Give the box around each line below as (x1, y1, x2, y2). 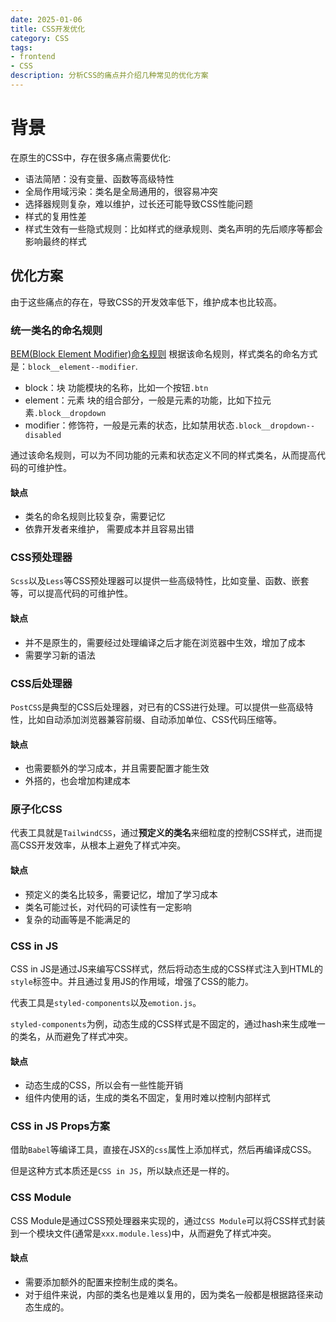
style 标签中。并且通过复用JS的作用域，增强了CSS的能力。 (10, 975, 254, 987)
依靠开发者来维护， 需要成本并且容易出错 (24, 523, 195, 535)
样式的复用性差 (24, 210, 87, 222)
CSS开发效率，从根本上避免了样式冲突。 (18, 839, 187, 851)
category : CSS (10, 33, 70, 43)
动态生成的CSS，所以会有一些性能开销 (24, 1079, 183, 1091)
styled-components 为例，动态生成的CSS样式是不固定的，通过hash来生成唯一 (10, 1017, 326, 1030)
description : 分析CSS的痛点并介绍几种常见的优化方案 (10, 71, 209, 81)
